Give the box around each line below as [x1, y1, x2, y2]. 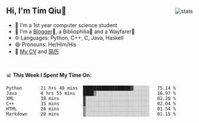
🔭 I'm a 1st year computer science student [14, 21, 117, 28]
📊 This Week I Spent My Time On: [6, 72, 92, 79]
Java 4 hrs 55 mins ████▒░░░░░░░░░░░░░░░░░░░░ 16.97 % [6, 90, 176, 96]
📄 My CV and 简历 [14, 48, 59, 55]
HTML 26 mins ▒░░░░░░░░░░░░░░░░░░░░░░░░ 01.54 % [6, 106, 176, 112]
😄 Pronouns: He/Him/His [14, 41, 77, 48]
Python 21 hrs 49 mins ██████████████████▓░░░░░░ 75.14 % [6, 85, 176, 91]
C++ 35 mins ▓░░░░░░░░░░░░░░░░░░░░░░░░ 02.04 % [6, 101, 176, 106]
